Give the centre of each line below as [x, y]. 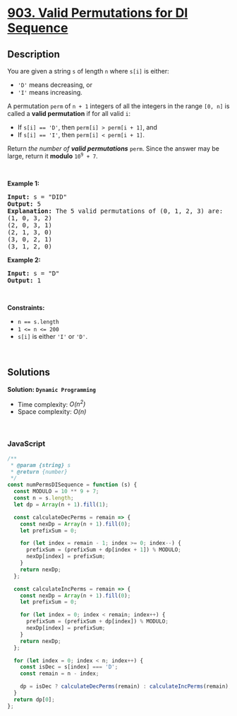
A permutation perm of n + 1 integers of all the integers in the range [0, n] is [119, 106]
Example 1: [24, 183]
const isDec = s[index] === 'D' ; [69, 667]
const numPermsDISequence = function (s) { [72, 485]
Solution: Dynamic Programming [52, 389]
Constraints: [26, 308]
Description [34, 54]
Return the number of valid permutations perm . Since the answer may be [114, 149]
